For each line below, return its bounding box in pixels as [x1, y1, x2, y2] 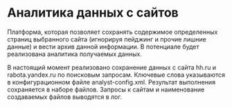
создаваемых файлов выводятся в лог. [7, 92, 123, 101]
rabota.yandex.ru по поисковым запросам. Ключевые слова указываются [7, 71, 225, 79]
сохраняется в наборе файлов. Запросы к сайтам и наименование [7, 85, 205, 93]
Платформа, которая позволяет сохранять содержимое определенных [7, 28, 218, 36]
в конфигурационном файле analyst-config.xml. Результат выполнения [7, 78, 216, 86]
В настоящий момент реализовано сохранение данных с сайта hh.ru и [7, 63, 217, 71]
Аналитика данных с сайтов [7, 5, 179, 21]
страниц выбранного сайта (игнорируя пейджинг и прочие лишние [7, 35, 206, 43]
